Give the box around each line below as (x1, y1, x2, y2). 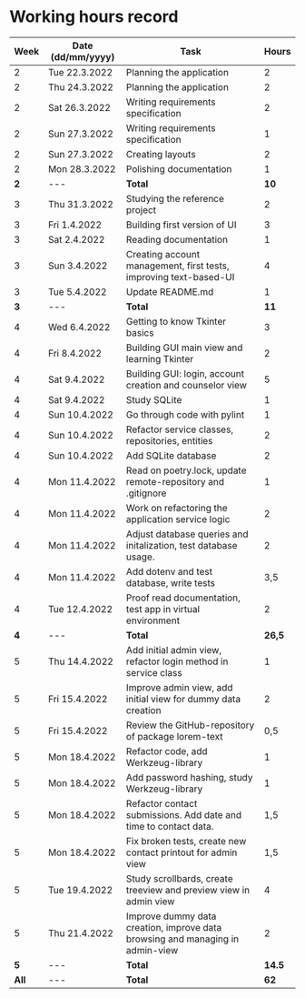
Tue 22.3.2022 (48, 66, 113, 78)
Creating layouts (125, 147, 197, 160)
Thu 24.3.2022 (48, 80, 113, 93)
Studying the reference (125, 192, 225, 205)
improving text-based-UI (125, 270, 235, 283)
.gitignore (125, 487, 167, 499)
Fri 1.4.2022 (48, 218, 103, 231)
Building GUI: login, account (125, 367, 245, 379)
